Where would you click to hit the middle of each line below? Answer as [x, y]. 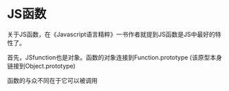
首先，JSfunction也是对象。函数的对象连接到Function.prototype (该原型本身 [115, 57]
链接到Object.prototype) [41, 66]
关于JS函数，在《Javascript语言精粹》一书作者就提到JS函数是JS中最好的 [111, 34]
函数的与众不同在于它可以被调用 [52, 80]
